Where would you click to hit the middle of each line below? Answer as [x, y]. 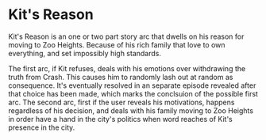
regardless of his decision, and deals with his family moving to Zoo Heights [131, 110]
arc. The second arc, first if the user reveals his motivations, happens [121, 102]
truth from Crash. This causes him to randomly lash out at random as [121, 77]
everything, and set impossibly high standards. [85, 53]
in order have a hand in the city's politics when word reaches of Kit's [120, 119]
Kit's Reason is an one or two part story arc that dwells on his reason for [126, 36]
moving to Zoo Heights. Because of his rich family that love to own [117, 44]
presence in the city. [42, 127]
